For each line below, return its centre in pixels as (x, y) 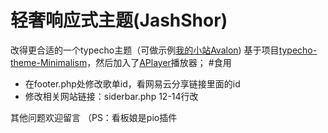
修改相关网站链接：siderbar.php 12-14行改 (111, 96)
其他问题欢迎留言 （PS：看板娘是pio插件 (94, 117)
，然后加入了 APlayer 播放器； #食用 (159, 62)
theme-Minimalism (49, 62)
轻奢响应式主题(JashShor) (119, 20)
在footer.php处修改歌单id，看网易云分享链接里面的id (132, 83)
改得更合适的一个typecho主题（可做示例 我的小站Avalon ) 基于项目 (145, 50)
